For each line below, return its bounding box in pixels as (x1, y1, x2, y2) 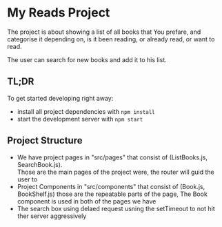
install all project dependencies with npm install (17, 107, 155, 115)
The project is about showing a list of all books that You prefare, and (7, 28, 201, 36)
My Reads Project (7, 5, 110, 21)
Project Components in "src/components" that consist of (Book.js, (17, 182, 205, 190)
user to (17, 175, 38, 184)
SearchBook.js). (17, 160, 63, 168)
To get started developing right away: (7, 94, 114, 102)
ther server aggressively (17, 212, 87, 220)
